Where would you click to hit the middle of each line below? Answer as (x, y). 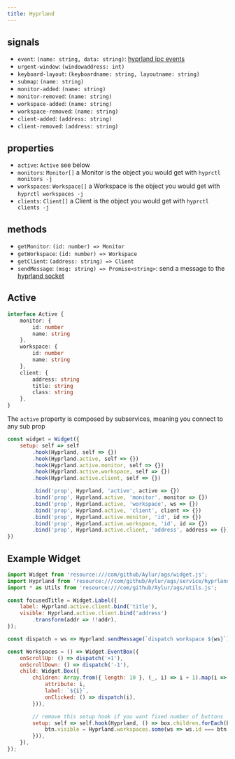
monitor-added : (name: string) (62, 89)
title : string (53, 386)
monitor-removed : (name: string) (65, 96)
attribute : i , (65, 685)
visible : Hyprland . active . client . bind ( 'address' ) (94, 613)
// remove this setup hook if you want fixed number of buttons (128, 716)
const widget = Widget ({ (43, 439)
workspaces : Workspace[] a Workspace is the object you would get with (119, 186)
